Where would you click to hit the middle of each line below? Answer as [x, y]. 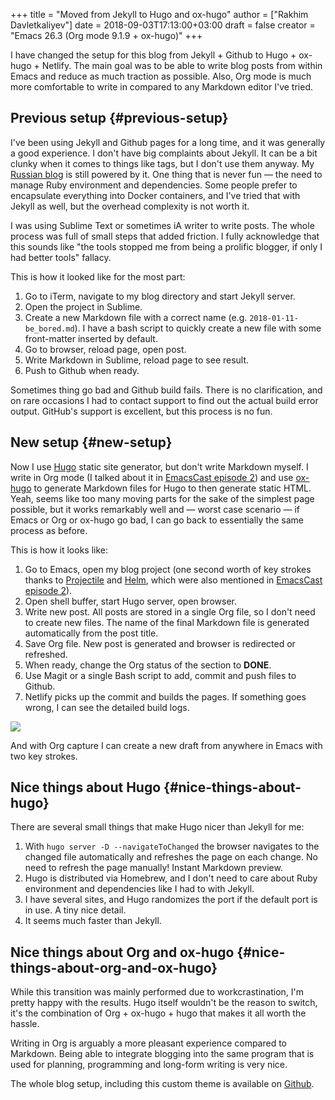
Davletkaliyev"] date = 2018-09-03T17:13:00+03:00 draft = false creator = [163, 25]
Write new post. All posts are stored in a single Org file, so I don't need [170, 611]
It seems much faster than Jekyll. [93, 921]
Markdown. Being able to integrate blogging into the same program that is [162, 1054]
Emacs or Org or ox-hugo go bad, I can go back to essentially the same [157, 520]
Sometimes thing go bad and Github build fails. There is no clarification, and [166, 390]
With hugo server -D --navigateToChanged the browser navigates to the [172, 846]
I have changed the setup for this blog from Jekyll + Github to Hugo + [153, 55]
